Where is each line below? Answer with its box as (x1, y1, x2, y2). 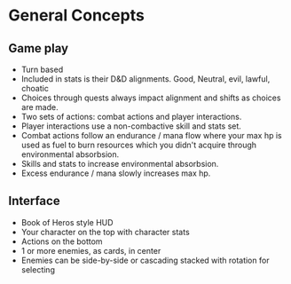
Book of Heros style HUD (20, 217, 114, 227)
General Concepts (8, 5, 145, 26)
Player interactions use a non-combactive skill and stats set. (20, 121, 241, 131)
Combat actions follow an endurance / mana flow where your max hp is (20, 130, 283, 140)
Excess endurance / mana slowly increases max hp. (20, 168, 211, 178)
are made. (20, 102, 59, 112)
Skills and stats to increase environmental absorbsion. (20, 159, 219, 169)
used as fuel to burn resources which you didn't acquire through (20, 139, 257, 150)
